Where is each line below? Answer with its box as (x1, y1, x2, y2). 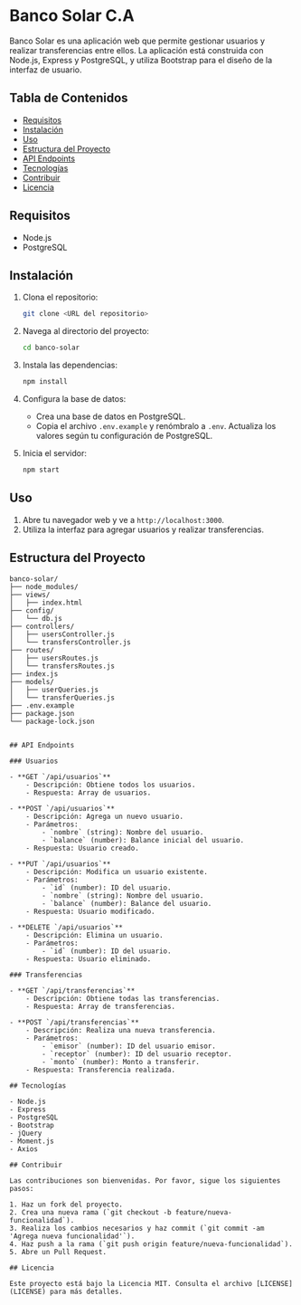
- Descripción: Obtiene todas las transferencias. (25, 994, 221, 1003)
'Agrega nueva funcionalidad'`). (9, 1232, 136, 1241)
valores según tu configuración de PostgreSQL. (35, 431, 213, 441)
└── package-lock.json (9, 717, 95, 726)
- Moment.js (9, 1137, 54, 1146)
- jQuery (9, 1129, 42, 1138)
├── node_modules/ (9, 582, 79, 591)
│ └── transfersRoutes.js (9, 662, 116, 671)
